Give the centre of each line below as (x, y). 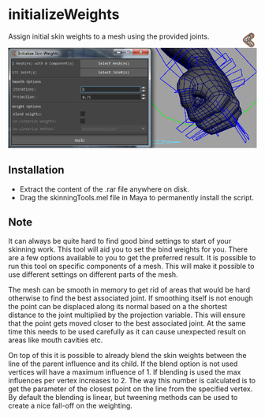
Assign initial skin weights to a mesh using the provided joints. (109, 36)
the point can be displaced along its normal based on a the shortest (118, 307)
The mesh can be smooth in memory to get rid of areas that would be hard (129, 290)
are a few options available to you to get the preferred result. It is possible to (132, 258)
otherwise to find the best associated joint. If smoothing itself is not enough (131, 298)
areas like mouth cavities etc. (56, 340)
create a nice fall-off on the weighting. (70, 406)
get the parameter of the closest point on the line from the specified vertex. (131, 389)
